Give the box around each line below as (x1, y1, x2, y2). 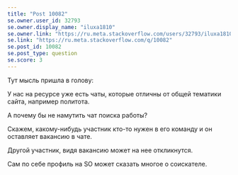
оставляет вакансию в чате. (7, 132, 92, 140)
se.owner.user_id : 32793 (7, 17, 81, 24)
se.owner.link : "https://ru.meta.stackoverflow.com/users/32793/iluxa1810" (7, 30, 236, 38)
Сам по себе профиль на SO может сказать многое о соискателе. (7, 159, 208, 168)
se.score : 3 (7, 57, 42, 64)
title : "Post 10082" (7, 10, 69, 18)
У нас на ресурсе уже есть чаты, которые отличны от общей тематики (7, 89, 222, 98)
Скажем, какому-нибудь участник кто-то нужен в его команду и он (7, 125, 212, 133)
